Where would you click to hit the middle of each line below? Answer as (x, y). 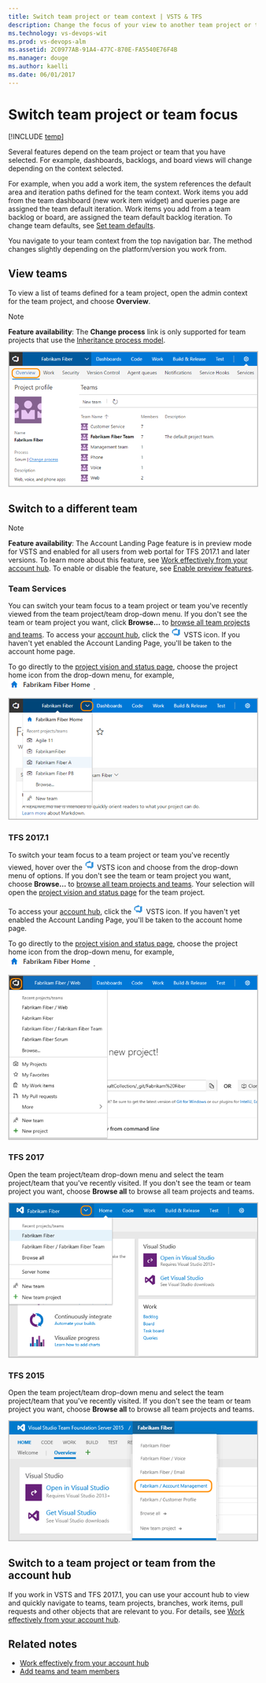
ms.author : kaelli (38, 67)
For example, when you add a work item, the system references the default (130, 183)
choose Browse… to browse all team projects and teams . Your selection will (131, 884)
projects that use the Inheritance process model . (87, 340)
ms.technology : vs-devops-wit (58, 33)
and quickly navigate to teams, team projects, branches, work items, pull (126, 1603)
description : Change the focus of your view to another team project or (130, 25)
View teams (38, 274)
